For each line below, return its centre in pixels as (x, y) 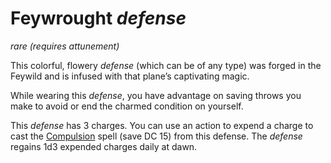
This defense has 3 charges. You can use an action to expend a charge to (162, 125)
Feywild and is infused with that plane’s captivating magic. (130, 76)
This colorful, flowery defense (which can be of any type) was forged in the (166, 65)
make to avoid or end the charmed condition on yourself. (127, 106)
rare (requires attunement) (65, 46)
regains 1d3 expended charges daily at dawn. (104, 146)
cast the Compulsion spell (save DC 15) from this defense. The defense (156, 136)
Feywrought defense (98, 18)
